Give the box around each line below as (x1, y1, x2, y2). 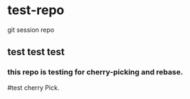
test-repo (7, 2, 65, 18)
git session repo (7, 25, 55, 34)
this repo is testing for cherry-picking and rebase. (7, 67, 184, 77)
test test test (7, 46, 65, 58)
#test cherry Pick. (7, 83, 60, 92)
